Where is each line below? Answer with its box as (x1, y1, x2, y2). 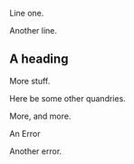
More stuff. (9, 75, 51, 86)
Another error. (9, 145, 62, 157)
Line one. (9, 8, 44, 18)
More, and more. (9, 111, 72, 121)
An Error (9, 128, 41, 139)
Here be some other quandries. (9, 92, 127, 103)
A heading (9, 52, 69, 67)
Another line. (9, 25, 57, 35)
